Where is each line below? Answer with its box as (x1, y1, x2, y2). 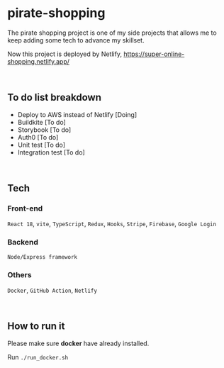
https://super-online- (123, 50, 185, 58)
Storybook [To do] (17, 126, 72, 134)
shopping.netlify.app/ (7, 57, 69, 65)
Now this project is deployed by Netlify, (7, 50, 123, 58)
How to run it (7, 320, 65, 333)
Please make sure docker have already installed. (7, 339, 150, 347)
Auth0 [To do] (17, 133, 59, 141)
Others (7, 269, 32, 279)
